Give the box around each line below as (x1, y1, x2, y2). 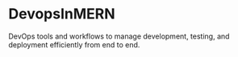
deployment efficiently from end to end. (8, 39, 140, 49)
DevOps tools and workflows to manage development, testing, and (8, 31, 230, 41)
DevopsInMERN (8, 5, 115, 23)
